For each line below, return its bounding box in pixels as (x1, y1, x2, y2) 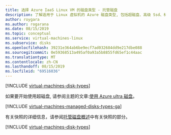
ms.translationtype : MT (5, 54, 56, 60)
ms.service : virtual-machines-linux (5, 36, 83, 41)
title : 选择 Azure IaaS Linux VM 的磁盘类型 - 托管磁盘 (5, 7, 118, 13)
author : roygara (5, 17, 40, 22)
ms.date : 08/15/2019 (5, 26, 49, 31)
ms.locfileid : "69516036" (5, 69, 60, 74)
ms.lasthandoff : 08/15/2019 (5, 64, 65, 69)
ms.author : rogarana (5, 21, 49, 27)
